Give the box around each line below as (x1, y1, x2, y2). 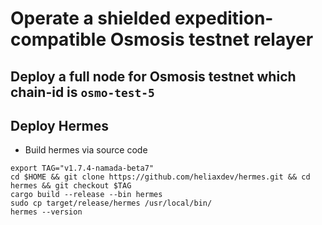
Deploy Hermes (10, 117, 110, 134)
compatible (10, 28, 107, 51)
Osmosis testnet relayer (109, 28, 314, 51)
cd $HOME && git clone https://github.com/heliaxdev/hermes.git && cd (10, 172, 311, 182)
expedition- (174, 7, 274, 30)
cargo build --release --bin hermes (10, 190, 163, 200)
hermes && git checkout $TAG (10, 181, 132, 191)
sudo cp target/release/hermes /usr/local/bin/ (10, 198, 213, 209)
